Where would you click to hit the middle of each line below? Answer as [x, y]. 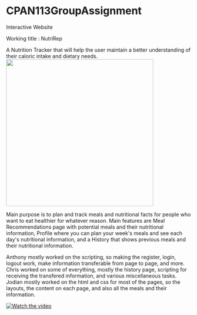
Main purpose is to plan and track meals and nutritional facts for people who [98, 214]
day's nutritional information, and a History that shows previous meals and [96, 239]
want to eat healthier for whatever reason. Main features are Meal [86, 220]
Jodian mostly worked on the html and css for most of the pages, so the [93, 282]
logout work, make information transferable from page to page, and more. [96, 263]
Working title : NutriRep [34, 38]
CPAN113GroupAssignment [74, 11]
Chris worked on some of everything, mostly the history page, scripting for [96, 269]
